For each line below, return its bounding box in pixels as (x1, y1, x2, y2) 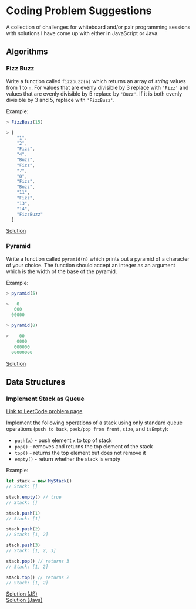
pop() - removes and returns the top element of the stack (14, 443, 153, 450)
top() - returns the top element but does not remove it (14, 450, 146, 457)
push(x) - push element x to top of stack (14, 437, 112, 444)
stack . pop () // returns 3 (6, 558, 69, 564)
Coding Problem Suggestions (6, 4, 152, 18)
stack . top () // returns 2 (6, 574, 69, 580)
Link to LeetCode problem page (6, 408, 83, 415)
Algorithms (6, 47, 48, 57)
